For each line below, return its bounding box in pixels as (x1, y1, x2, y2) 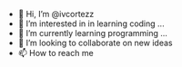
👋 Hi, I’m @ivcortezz (17, 9, 95, 19)
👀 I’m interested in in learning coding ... (17, 18, 166, 29)
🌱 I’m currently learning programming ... (17, 28, 168, 38)
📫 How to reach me (17, 48, 94, 58)
